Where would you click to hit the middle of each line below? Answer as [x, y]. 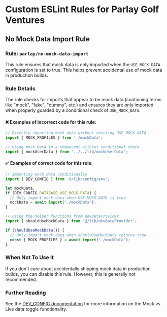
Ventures [25, 20]
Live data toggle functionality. [36, 309]
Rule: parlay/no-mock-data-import [47, 53]
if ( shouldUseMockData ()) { [35, 230]
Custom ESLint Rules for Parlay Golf [82, 9]
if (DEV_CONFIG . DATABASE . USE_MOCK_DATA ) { [51, 193]
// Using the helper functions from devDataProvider [62, 217]
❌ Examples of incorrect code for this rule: [51, 122]
